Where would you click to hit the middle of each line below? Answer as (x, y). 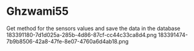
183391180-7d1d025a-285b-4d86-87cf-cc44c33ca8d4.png (82, 34)
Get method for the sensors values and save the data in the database (93, 28)
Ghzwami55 (38, 11)
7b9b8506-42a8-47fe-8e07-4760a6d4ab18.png (68, 41)
